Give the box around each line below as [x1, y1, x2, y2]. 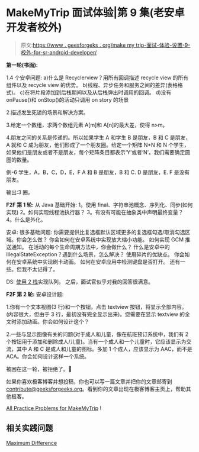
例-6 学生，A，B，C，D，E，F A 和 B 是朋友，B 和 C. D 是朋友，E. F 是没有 [6, 169, 190, 176]
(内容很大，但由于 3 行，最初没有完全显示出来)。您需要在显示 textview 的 [6, 311, 185, 318]
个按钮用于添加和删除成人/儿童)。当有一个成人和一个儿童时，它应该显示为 [6, 338, 187, 345]
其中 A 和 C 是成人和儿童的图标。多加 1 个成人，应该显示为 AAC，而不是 [16, 345, 192, 353]
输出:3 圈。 [6, 188, 34, 196]
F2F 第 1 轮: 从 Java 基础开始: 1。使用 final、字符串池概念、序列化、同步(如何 [6, 201, 193, 208]
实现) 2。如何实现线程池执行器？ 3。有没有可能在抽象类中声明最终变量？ [6, 208, 184, 215]
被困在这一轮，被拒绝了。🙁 [6, 365, 72, 372]
